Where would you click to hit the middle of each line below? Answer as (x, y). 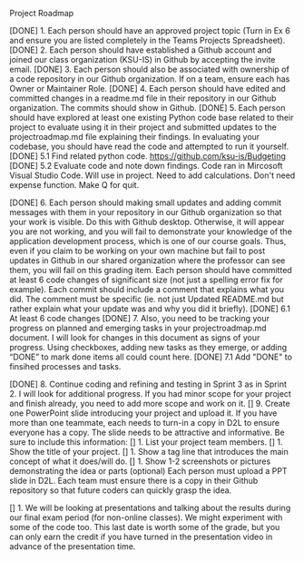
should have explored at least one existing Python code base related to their (152, 118)
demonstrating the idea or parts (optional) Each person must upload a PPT (148, 471)
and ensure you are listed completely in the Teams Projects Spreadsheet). (147, 40)
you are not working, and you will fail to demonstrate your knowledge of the (151, 231)
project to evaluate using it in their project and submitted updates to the (143, 127)
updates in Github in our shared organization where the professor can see (147, 261)
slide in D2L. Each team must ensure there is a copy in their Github (134, 481)
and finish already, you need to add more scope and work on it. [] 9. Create (150, 404)
